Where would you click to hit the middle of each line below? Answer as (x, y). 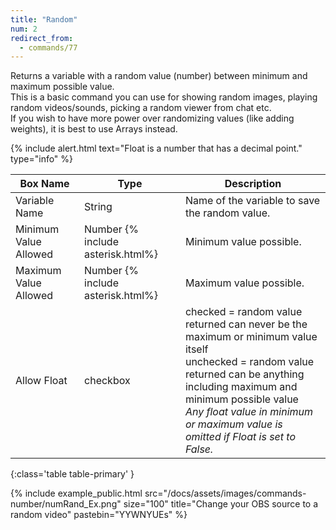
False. (199, 449)
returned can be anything (244, 374)
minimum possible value (241, 399)
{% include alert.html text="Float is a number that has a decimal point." (156, 148)
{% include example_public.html (76, 493)
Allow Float (41, 381)
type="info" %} (42, 159)
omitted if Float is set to (240, 437)
